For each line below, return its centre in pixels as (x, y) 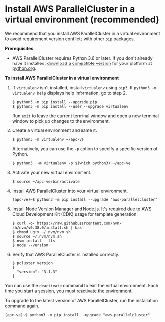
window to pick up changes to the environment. (61, 121)
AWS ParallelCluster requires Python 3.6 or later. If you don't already (82, 58)
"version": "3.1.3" (37, 272)
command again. (22, 306)
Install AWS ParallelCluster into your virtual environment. (70, 191)
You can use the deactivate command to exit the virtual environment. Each (82, 285)
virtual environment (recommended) (82, 20)
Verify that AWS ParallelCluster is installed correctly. (66, 254)
